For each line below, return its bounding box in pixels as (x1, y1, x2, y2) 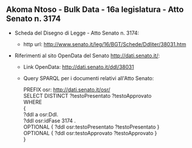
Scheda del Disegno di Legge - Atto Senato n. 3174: (14, 29, 139, 36)
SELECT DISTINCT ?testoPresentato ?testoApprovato (23, 92, 152, 99)
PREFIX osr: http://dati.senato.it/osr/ (23, 86, 111, 93)
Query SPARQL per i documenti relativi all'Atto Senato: (23, 74, 154, 81)
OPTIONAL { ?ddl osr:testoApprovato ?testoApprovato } (23, 129, 157, 136)
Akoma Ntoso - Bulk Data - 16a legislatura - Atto (6, 5, 184, 15)
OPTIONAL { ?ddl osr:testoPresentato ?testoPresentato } (23, 123, 160, 130)
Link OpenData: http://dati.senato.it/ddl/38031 (23, 63, 135, 70)
